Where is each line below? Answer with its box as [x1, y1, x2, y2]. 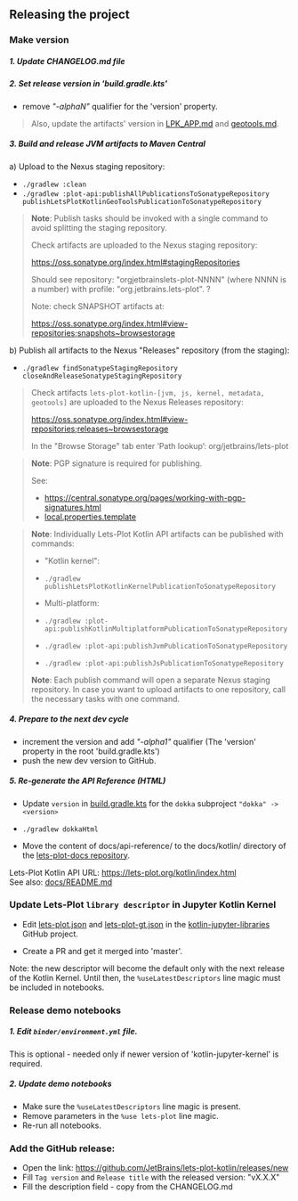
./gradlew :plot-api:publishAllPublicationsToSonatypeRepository [21, 189, 270, 199]
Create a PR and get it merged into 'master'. [21, 945, 183, 956]
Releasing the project [9, 7, 131, 22]
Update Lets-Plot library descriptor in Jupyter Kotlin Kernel [9, 899, 277, 911]
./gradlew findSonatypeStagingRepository [21, 364, 178, 372]
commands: [30, 538, 75, 549]
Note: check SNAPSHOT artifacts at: [30, 300, 165, 311]
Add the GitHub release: [9, 1142, 116, 1155]
